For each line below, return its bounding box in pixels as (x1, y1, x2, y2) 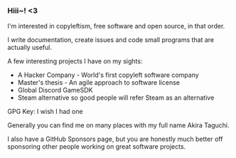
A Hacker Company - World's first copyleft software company (17, 70, 199, 80)
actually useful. (7, 43, 52, 52)
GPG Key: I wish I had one (7, 107, 83, 116)
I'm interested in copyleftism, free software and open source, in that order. (7, 22, 225, 31)
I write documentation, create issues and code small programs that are (7, 36, 215, 44)
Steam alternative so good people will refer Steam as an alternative (17, 93, 215, 102)
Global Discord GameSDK (17, 86, 93, 95)
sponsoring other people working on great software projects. (7, 142, 186, 151)
